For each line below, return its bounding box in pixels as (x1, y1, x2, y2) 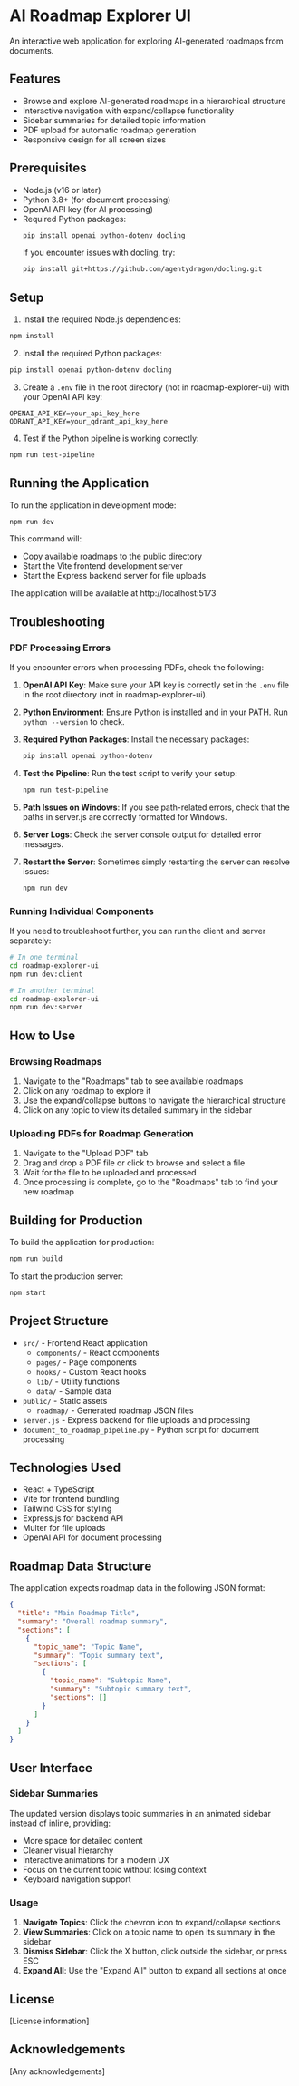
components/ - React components (35, 1347, 160, 1358)
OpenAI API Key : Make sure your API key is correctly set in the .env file (22, 679, 290, 690)
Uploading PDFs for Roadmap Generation (9, 1126, 195, 1139)
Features (9, 72, 61, 87)
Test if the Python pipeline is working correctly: (22, 433, 199, 444)
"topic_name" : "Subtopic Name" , (49, 1676, 172, 1685)
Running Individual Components (9, 904, 154, 917)
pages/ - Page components (35, 1357, 138, 1368)
